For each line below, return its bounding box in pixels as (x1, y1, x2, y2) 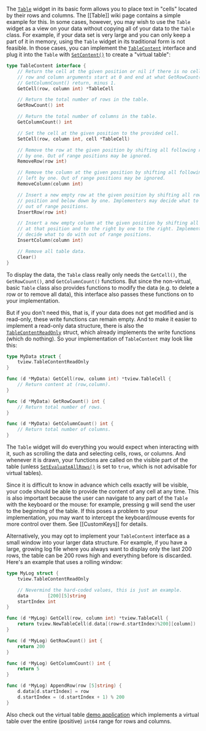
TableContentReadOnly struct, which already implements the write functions (6, 328, 196, 336)
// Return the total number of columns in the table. (17, 114, 158, 120)
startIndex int (17, 598, 56, 605)
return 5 (17, 666, 40, 672)
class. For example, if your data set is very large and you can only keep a (6, 31, 191, 39)
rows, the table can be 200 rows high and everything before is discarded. (6, 552, 192, 559)
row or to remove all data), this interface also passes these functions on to (6, 290, 194, 298)
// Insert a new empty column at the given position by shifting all (17, 220, 199, 226)
